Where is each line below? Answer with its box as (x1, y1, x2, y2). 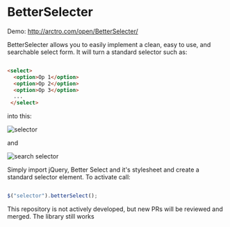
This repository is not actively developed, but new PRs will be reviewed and (7, 205, 224, 213)
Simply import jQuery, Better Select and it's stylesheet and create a (7, 165, 199, 174)
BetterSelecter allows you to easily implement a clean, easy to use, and (7, 40, 211, 48)
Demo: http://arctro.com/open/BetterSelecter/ (7, 27, 139, 35)
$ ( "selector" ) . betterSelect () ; (7, 192, 98, 199)
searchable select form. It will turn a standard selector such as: (7, 48, 188, 56)
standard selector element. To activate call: (7, 173, 131, 181)
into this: (7, 112, 33, 120)
